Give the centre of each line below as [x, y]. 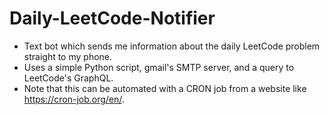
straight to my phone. [68, 56]
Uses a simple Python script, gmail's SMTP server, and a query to [159, 67]
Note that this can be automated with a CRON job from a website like [165, 88]
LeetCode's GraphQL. [68, 78]
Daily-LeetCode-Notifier [112, 18]
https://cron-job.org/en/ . [74, 99]
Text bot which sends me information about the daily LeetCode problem [172, 46]
